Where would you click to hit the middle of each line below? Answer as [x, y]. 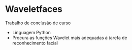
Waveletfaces [34, 9]
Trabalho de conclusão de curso [38, 23]
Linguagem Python [31, 32]
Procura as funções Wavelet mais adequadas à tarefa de [69, 38]
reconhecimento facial [35, 43]
